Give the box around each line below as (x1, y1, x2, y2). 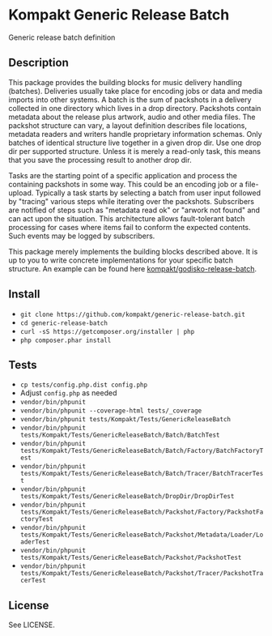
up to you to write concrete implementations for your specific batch (8, 255, 233, 265)
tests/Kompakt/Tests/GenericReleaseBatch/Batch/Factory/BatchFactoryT (19, 447, 264, 455)
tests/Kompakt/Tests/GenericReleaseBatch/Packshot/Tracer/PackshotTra (19, 570, 264, 578)
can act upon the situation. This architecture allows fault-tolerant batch (8, 213, 245, 224)
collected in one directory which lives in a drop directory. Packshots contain (8, 103, 261, 113)
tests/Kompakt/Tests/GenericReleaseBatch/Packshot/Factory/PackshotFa (19, 508, 264, 516)
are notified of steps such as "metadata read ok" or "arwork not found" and (8, 205, 261, 215)
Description (8, 56, 69, 70)
